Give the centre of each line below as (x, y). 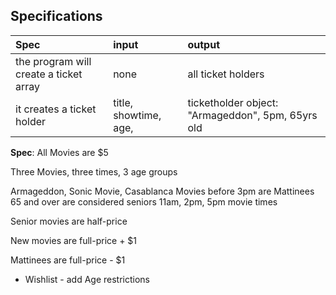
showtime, (137, 115)
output (203, 44)
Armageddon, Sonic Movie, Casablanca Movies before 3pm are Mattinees (162, 191)
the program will (53, 61)
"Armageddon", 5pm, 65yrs (252, 115)
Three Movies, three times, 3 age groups (94, 171)
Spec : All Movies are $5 (59, 152)
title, (123, 102)
